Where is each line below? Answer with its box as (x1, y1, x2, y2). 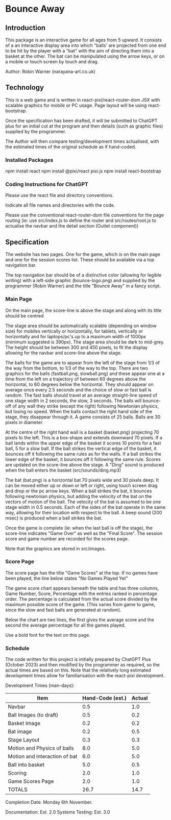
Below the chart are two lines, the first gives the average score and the (5, 616, 154, 623)
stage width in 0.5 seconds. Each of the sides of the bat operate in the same (5, 504, 166, 510)
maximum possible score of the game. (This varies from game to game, (5, 601, 156, 607)
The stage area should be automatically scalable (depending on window (5, 322, 157, 329)
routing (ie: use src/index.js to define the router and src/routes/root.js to (5, 217, 157, 223)
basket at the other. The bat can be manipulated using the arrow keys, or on (5, 53, 165, 59)
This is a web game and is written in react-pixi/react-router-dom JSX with (5, 96, 160, 103)
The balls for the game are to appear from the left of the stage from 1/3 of (5, 359, 160, 365)
